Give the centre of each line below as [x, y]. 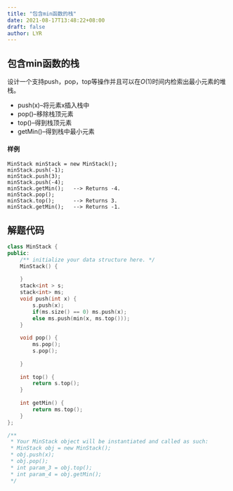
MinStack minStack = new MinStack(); [62, 164]
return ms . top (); [58, 409]
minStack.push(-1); [36, 170]
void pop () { [39, 338]
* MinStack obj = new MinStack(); [61, 448]
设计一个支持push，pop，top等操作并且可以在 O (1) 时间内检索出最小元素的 [114, 82]
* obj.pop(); [29, 462]
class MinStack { [33, 247]
